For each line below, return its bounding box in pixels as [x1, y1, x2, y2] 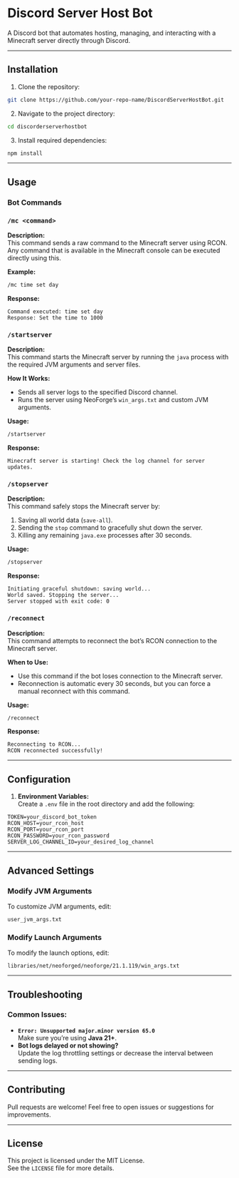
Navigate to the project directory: [17, 109, 115, 118]
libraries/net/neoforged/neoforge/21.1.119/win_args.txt [7, 963, 180, 970]
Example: [7, 267, 36, 276]
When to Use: [7, 657, 48, 666]
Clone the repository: [17, 82, 80, 91]
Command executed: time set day [7, 308, 103, 315]
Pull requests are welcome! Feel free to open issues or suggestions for [7, 1102, 215, 1111]
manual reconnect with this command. [17, 687, 130, 695]
